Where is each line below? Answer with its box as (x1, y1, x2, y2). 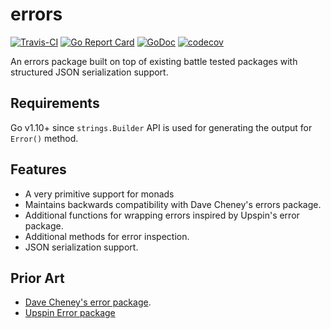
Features (10, 161, 67, 178)
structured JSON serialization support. (10, 66, 169, 78)
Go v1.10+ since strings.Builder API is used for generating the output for (10, 121, 313, 133)
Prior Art (10, 269, 65, 287)
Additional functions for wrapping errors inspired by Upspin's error (24, 209, 300, 221)
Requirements (10, 95, 100, 112)
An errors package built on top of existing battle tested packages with (10, 55, 298, 67)
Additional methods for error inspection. (24, 230, 190, 242)
